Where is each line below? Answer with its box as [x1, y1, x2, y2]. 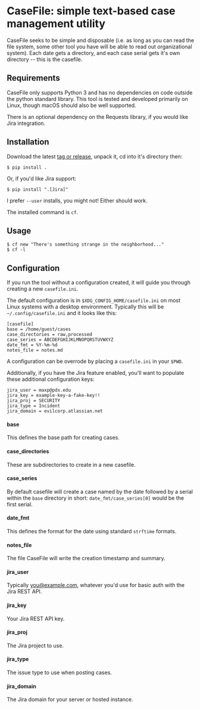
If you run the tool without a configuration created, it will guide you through [7, 279, 191, 286]
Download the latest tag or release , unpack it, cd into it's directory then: [7, 152, 183, 160]
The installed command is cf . [7, 208, 79, 216]
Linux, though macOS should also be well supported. [7, 102, 136, 109]
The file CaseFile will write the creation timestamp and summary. [7, 555, 165, 562]
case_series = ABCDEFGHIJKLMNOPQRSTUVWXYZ [7, 337, 114, 343]
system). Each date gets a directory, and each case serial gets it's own [7, 49, 180, 56]
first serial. [7, 500, 33, 508]
